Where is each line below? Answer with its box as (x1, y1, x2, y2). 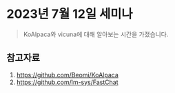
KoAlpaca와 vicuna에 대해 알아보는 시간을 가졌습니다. (23, 30, 169, 38)
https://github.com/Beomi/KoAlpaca (16, 70, 119, 79)
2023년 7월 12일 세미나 (6, 6, 133, 22)
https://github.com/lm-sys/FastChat (16, 78, 119, 86)
